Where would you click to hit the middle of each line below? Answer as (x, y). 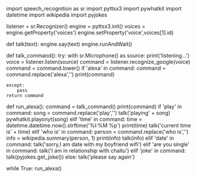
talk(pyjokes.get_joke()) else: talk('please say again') (71, 157)
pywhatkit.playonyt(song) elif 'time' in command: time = (74, 119)
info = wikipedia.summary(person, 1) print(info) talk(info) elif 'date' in (90, 138)
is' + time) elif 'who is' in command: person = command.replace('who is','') (97, 132)
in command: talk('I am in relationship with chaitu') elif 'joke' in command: (96, 151)
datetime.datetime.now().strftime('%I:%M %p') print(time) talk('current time (99, 125)
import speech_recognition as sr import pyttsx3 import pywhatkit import (94, 9)
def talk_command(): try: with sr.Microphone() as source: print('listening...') (98, 55)
